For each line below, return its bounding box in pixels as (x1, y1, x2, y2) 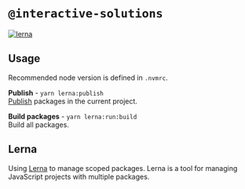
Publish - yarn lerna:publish (8, 88, 104, 97)
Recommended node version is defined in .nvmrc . (8, 73, 168, 82)
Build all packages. (8, 120, 69, 129)
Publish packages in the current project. (8, 96, 137, 106)
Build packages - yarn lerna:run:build (8, 111, 137, 121)
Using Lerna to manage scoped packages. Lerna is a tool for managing (8, 163, 238, 173)
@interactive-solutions (8, 6, 163, 21)
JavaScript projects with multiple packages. (8, 172, 150, 181)
